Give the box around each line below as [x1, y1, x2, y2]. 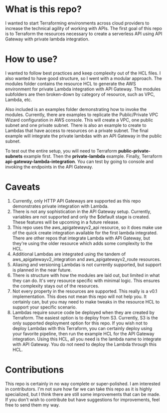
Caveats [5, 181, 40, 193]
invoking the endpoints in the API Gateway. [5, 163, 93, 169]
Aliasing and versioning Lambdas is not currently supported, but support [12, 261, 162, 267]
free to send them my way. [5, 401, 60, 408]
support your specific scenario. [12, 304, 77, 310]
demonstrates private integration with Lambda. [12, 203, 109, 209]
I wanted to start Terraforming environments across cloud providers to [5, 20, 150, 26]
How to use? [5, 53, 58, 65]
